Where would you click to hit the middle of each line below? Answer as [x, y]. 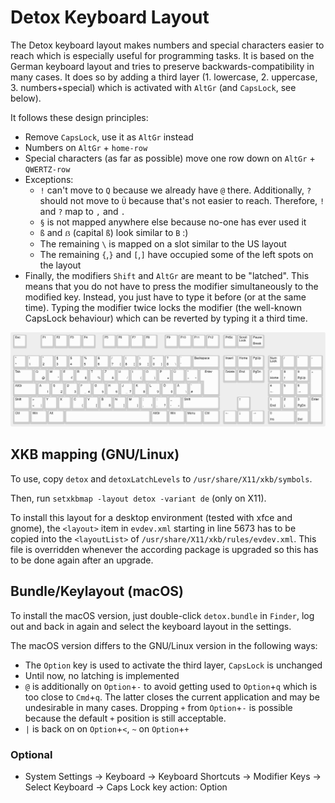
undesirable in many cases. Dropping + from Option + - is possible [158, 707]
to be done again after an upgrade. [82, 560]
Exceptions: [49, 179]
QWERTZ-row [47, 169]
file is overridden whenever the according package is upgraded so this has [164, 549]
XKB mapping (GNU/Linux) [95, 454]
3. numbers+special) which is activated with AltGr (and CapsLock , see [153, 87]
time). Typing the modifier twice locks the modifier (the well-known [163, 307]
